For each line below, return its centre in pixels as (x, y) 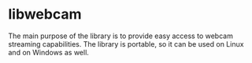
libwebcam (45, 14)
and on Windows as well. (48, 52)
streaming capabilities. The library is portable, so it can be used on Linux (126, 44)
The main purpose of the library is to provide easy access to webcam (121, 36)
